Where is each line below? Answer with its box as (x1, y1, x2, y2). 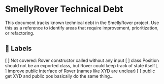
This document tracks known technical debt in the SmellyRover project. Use (5, 20, 159, 26)
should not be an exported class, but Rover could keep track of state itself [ (5, 62, 158, 68)
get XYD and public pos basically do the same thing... (5, 73, 114, 79)
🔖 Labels (5, 44, 32, 53)
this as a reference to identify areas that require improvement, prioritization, (5, 25, 159, 30)
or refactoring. (5, 30, 34, 36)
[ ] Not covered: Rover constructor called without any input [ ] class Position (5, 57, 159, 63)
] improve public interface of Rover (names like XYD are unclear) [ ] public (5, 68, 155, 74)
